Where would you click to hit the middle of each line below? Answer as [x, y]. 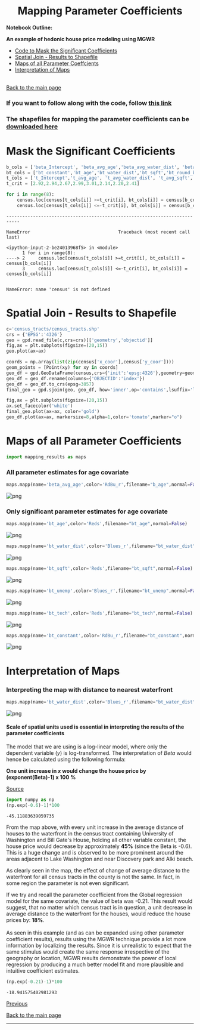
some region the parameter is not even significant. [68, 883]
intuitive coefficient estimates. [43, 970]
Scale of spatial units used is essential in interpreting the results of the [95, 727]
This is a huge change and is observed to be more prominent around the [95, 852]
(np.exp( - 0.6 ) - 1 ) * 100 [33, 805]
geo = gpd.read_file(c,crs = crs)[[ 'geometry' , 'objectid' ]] [79, 340]
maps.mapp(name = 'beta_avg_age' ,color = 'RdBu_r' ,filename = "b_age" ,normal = [98, 485]
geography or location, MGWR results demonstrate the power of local [91, 958]
